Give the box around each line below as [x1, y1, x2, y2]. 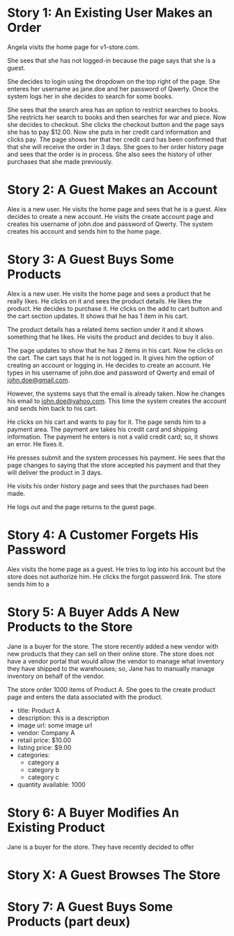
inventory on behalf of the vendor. [7, 672, 105, 680]
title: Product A [17, 706, 61, 714]
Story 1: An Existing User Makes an [7, 5, 213, 21]
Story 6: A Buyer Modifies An [7, 804, 180, 820]
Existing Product [7, 820, 105, 835]
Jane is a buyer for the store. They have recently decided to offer [7, 843, 194, 851]
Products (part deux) [7, 914, 131, 929]
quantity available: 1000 [17, 780, 86, 789]
